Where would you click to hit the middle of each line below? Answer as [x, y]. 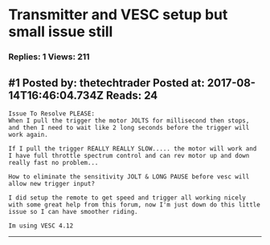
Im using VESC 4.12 [41, 226]
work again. [28, 135]
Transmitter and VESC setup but [118, 15]
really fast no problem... [53, 163]
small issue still [61, 32]
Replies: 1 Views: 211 [49, 57]
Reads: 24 [132, 95]
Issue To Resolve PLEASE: [51, 114]
